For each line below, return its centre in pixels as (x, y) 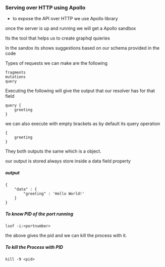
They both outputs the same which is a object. (53, 151)
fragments (16, 72)
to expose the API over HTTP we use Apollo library (65, 19)
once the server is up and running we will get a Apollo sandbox (71, 28)
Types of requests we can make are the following (56, 63)
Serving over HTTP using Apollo (45, 8)
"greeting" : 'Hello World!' (54, 194)
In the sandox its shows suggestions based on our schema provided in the (82, 48)
